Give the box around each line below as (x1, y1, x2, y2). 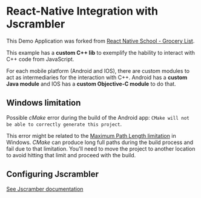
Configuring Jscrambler (6, 169, 99, 180)
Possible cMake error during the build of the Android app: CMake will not (6, 114, 189, 121)
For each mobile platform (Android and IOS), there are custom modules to (6, 67, 189, 74)
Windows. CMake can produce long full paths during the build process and (6, 138, 194, 146)
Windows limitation (6, 98, 81, 108)
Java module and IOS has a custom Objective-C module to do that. (6, 80, 177, 87)
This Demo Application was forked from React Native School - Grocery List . (6, 37, 195, 44)
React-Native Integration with (6, 4, 159, 18)
